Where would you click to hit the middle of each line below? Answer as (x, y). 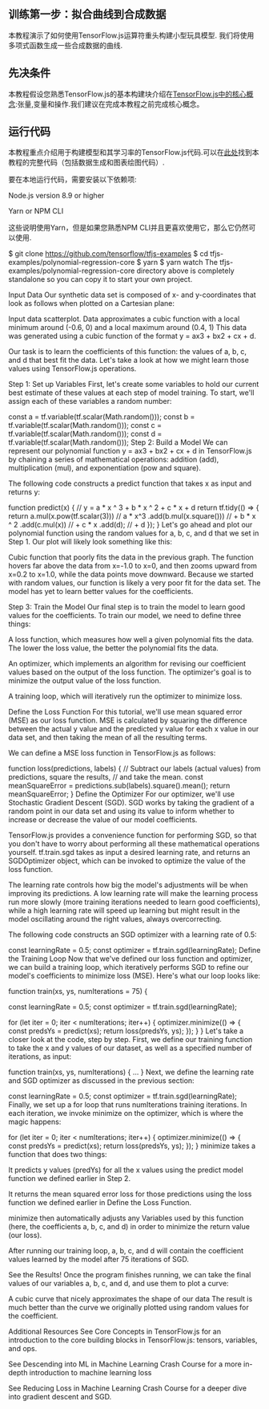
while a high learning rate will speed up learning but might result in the (124, 910)
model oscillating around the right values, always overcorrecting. (115, 919)
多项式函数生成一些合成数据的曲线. (66, 45)
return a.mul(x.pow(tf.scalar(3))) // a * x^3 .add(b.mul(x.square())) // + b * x (132, 516)
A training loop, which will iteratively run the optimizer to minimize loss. (125, 696)
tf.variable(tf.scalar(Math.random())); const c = (85, 426)
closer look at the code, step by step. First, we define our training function (130, 1040)
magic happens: (35, 1122)
